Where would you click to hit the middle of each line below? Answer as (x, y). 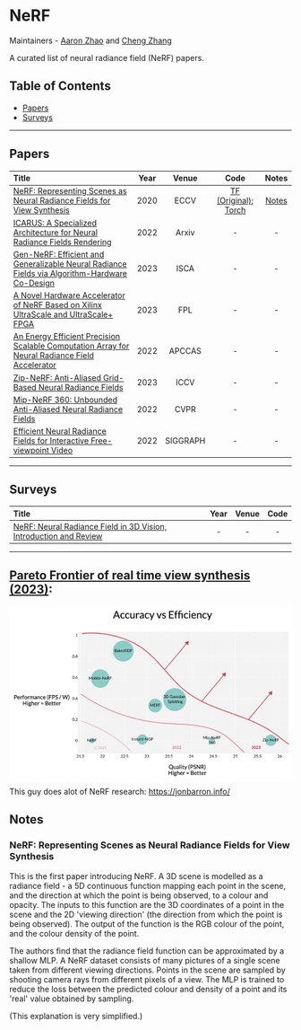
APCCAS (185, 350)
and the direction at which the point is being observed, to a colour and (139, 895)
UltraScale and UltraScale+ (63, 314)
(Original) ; (235, 201)
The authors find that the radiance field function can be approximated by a (147, 951)
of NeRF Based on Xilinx (58, 305)
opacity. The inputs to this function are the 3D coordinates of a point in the (147, 904)
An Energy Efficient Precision (67, 337)
